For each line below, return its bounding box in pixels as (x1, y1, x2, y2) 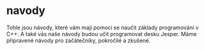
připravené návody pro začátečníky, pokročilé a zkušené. (6, 37, 151, 44)
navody (6, 4, 46, 18)
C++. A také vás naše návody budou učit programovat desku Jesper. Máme (6, 30, 197, 37)
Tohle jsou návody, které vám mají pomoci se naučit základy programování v (6, 24, 199, 31)
